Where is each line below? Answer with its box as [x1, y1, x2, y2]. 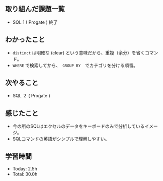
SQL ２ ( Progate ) [12, 93, 50, 99]
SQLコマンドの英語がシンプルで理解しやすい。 [12, 136, 110, 142]
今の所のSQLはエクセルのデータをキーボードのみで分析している [12, 123, 145, 130]
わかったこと [5, 35, 45, 44]
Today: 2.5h [12, 166, 38, 172]
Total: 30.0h [12, 171, 38, 177]
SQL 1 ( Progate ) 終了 [12, 19, 58, 25]
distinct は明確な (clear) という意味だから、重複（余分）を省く [12, 49, 145, 55]
